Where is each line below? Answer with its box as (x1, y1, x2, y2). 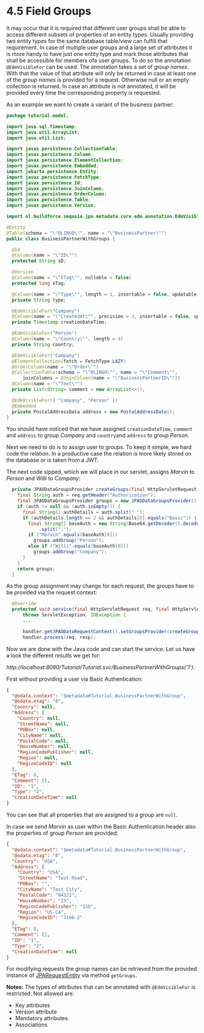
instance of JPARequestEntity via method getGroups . (6, 972, 138, 979)
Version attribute (15, 1008, 57, 1015)
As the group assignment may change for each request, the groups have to (6, 582, 194, 590)
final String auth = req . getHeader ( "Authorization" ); (17, 492, 156, 498)
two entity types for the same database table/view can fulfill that (6, 37, 168, 44)
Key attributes (15, 1002, 50, 1009)
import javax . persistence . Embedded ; (6, 163, 99, 169)
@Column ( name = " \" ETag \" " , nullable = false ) (12, 275, 132, 281)
